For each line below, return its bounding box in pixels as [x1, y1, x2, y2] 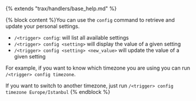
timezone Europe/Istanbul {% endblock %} [5, 89, 111, 95]
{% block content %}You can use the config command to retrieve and [5, 17, 175, 23]
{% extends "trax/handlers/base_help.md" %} [5, 5, 117, 12]
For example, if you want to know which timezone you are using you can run [5, 64, 191, 71]
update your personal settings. [5, 23, 80, 30]
